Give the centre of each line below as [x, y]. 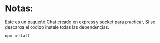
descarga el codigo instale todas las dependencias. [57, 27]
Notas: [19, 8]
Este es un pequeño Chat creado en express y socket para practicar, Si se [80, 22]
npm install [17, 36]
